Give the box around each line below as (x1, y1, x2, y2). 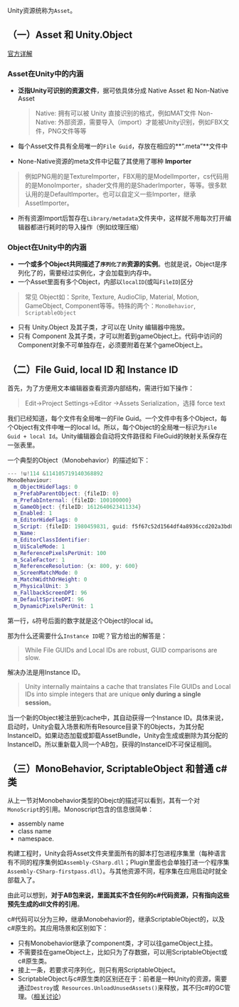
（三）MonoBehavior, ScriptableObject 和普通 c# (7, 762, 228, 774)
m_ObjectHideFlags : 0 (14, 483, 78, 490)
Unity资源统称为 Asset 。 (7, 6, 77, 14)
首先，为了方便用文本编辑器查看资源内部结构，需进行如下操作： (7, 384, 194, 393)
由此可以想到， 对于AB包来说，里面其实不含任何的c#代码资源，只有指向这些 (7, 891, 230, 900)
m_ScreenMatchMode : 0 (14, 569, 78, 576)
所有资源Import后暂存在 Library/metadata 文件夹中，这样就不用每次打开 (17, 214, 225, 223)
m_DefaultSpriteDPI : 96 (14, 596, 84, 603)
